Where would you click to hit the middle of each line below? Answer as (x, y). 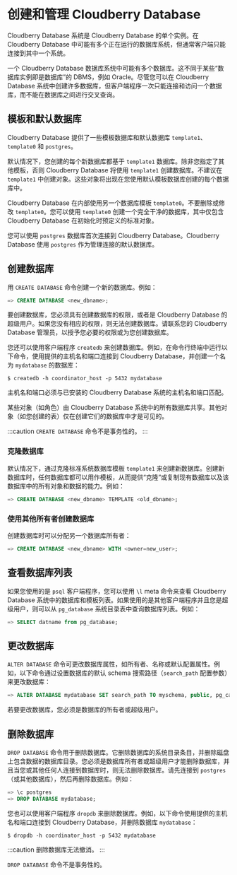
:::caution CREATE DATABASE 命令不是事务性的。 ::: (78, 431)
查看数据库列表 (40, 573)
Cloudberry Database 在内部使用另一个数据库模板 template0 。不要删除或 (113, 203)
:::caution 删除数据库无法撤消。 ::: (56, 850)
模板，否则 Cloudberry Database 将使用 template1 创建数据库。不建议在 (118, 170)
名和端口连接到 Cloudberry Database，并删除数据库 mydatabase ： (102, 822)
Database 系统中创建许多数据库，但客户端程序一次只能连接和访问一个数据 (115, 86)
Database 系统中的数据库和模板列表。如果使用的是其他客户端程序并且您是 (115, 600)
